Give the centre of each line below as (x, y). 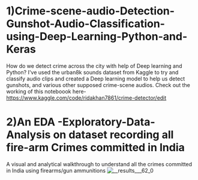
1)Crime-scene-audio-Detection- (91, 11)
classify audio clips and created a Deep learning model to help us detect (96, 79)
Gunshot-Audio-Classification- (85, 24)
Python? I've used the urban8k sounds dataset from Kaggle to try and (92, 72)
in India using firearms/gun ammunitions (56, 170)
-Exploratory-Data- (106, 122)
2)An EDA (31, 122)
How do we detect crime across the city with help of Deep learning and (94, 66)
